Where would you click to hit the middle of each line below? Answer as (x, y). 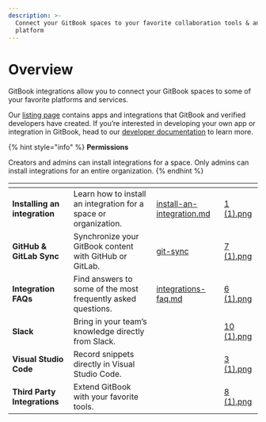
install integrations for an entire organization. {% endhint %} (106, 171)
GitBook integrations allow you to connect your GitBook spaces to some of (130, 91)
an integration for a (108, 204)
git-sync (173, 252)
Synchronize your (106, 237)
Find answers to (103, 279)
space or (90, 214)
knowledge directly (109, 332)
